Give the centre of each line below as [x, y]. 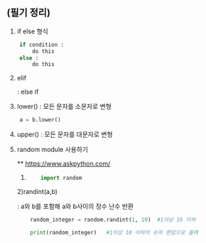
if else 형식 [33, 31]
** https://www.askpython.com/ [64, 164]
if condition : [42, 45]
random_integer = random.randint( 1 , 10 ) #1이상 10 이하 [113, 220]
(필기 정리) [29, 13]
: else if [28, 92]
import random [61, 178]
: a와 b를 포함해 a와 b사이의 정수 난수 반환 [75, 206]
